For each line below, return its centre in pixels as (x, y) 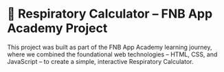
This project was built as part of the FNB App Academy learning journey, (110, 47)
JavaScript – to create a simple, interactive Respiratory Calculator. (100, 61)
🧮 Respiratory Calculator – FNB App (110, 14)
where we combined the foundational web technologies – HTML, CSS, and (112, 54)
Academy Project (57, 28)
